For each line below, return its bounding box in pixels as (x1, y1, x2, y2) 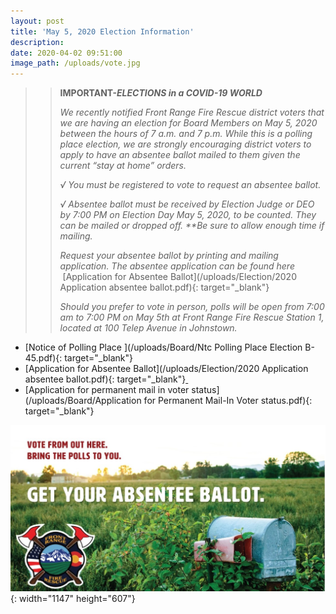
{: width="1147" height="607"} (10, 593, 136, 605)
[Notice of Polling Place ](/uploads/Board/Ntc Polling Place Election (24, 341, 303, 354)
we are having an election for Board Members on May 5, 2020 (59, 117, 318, 129)
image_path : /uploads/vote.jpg (10, 58, 141, 69)
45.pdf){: (24, 352, 63, 364)
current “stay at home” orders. (59, 160, 187, 172)
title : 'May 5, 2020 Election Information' (10, 26, 195, 37)
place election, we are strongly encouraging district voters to (59, 138, 312, 150)
